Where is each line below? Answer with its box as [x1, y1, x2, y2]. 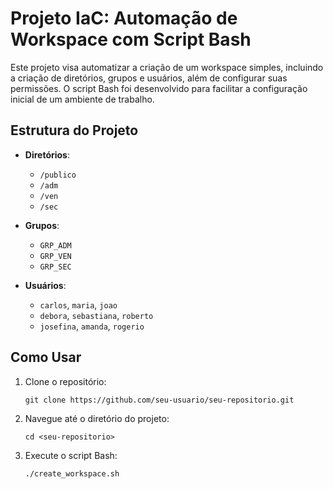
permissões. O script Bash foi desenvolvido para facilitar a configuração [10, 82, 308, 94]
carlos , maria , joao [39, 298, 118, 311]
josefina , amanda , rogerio [39, 320, 145, 332]
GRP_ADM [39, 240, 72, 251]
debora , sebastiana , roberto [39, 309, 154, 321]
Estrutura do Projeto [10, 122, 139, 139]
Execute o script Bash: [24, 449, 118, 461]
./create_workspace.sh [24, 468, 120, 479]
